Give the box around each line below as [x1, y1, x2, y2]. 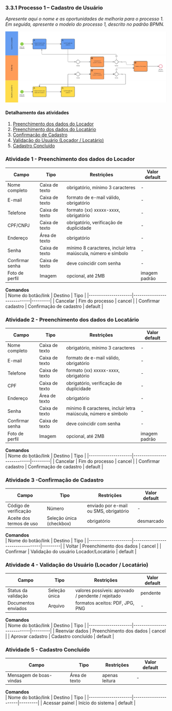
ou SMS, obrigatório [87, 508, 130, 514]
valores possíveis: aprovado [75, 587, 135, 593]
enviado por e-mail [87, 503, 128, 509]
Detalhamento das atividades [5, 110, 69, 116]
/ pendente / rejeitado [75, 593, 121, 599]
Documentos [7, 600, 35, 606]
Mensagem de [7, 672, 38, 678]
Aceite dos [7, 515, 30, 521]
